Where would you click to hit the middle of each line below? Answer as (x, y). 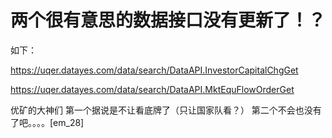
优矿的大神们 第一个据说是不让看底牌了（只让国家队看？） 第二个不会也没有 (166, 110)
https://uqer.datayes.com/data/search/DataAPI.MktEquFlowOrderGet (152, 89)
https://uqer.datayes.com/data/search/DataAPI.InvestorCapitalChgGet (154, 70)
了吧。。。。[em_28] (47, 122)
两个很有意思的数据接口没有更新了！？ (168, 20)
